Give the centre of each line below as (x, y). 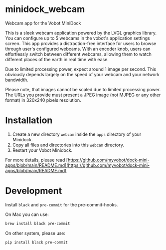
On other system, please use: (35, 233)
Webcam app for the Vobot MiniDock (43, 23)
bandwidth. (17, 80)
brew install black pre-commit (38, 223)
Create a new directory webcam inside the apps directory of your (77, 134)
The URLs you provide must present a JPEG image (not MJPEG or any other (83, 95)
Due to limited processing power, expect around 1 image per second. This (81, 69)
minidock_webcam (45, 9)
